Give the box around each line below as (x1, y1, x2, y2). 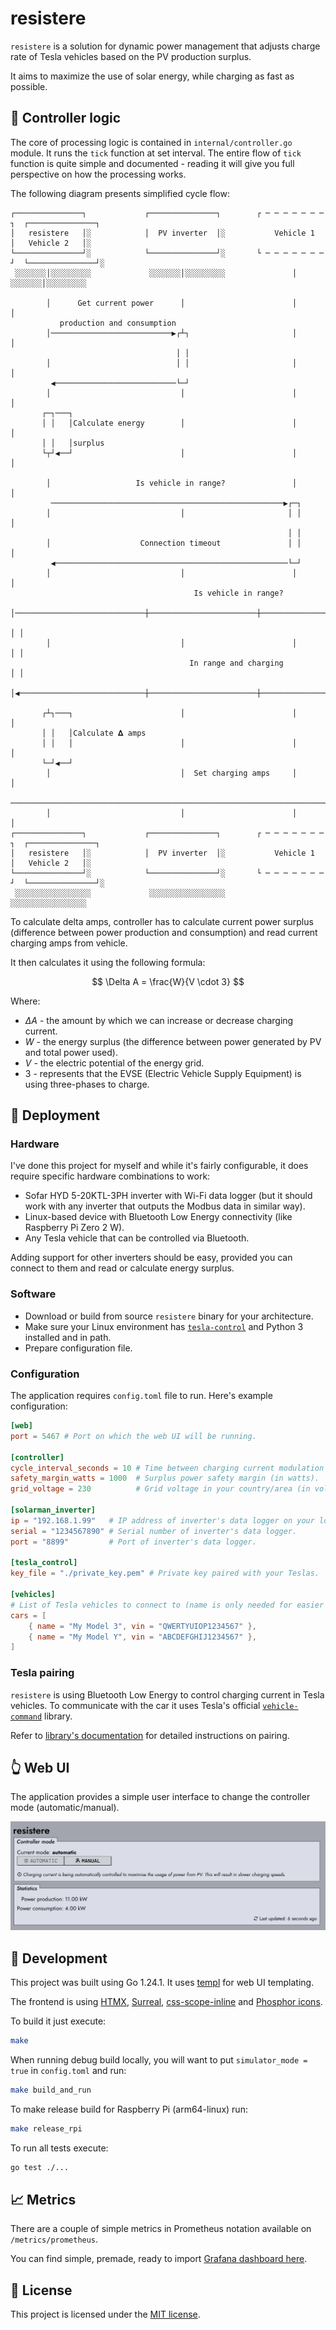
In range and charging (189, 658, 284, 668)
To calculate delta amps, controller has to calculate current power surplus (10, 915, 314, 927)
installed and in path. (24, 1331, 112, 1343)
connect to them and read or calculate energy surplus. (10, 1262, 235, 1274)
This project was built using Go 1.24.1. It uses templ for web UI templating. (10, 1976, 315, 1988)
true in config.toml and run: (10, 2064, 127, 2076)
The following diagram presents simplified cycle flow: (10, 187, 230, 199)
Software (10, 1287, 57, 1301)
